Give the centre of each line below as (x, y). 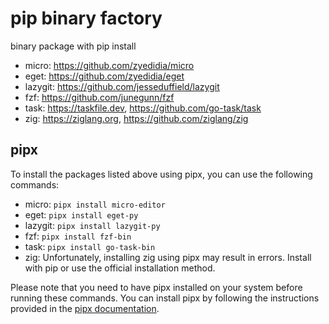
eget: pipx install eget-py (81, 214)
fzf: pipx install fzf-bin (78, 236)
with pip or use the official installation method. (120, 268)
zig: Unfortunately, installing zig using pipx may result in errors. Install (168, 257)
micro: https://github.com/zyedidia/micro (109, 65)
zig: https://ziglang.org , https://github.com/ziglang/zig (136, 118)
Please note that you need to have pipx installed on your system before (156, 287)
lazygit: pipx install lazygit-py (92, 225)
